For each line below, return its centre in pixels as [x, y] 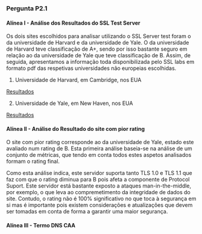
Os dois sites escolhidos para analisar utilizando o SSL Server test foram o [99, 36]
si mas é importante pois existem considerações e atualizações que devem [99, 205]
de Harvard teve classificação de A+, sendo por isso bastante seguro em [97, 49]
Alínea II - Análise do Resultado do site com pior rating [76, 128]
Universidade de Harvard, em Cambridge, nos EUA [78, 80]
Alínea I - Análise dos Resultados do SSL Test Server [73, 23]
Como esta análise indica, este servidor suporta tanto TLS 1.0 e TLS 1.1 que [99, 173]
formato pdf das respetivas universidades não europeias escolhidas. [91, 68]
